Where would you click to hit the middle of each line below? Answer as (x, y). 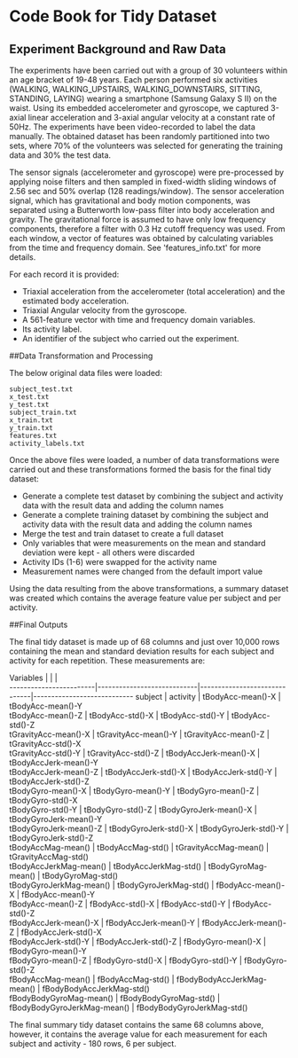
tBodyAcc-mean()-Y (46, 706)
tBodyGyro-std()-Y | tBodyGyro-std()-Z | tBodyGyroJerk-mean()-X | (133, 810)
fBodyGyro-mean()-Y (48, 951)
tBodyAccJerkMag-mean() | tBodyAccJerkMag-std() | (108, 866)
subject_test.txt (41, 389)
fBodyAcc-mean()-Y (59, 894)
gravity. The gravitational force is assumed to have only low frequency (137, 219)
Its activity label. (52, 329)
